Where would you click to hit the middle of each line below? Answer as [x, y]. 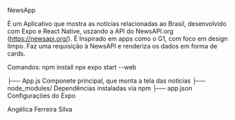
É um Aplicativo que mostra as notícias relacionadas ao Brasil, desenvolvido [117, 24]
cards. [16, 53]
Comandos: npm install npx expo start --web [72, 67]
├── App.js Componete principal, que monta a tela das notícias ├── [106, 81]
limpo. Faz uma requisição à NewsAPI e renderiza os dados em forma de [112, 46]
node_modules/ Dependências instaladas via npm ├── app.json [100, 88]
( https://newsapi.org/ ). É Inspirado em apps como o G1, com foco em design [117, 39]
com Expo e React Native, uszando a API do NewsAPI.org [90, 31]
